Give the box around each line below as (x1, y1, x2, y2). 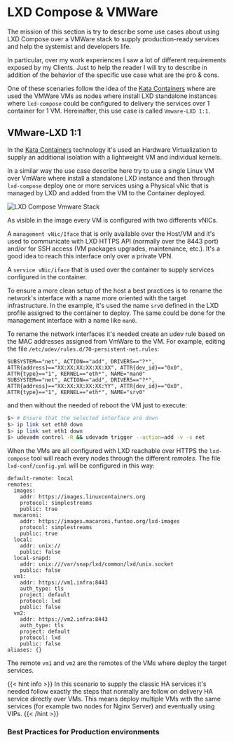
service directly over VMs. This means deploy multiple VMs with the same (7, 694, 221, 703)
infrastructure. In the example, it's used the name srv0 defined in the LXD (7, 301, 219, 309)
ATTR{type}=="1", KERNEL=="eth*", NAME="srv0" (7, 388, 146, 395)
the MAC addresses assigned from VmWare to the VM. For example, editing (7, 337, 226, 345)
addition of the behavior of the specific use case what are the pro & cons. (7, 71, 219, 79)
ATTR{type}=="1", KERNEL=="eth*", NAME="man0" (7, 370, 146, 377)
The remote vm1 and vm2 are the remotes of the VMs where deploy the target (7, 659, 227, 667)
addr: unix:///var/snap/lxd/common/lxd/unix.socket (20, 561, 174, 568)
